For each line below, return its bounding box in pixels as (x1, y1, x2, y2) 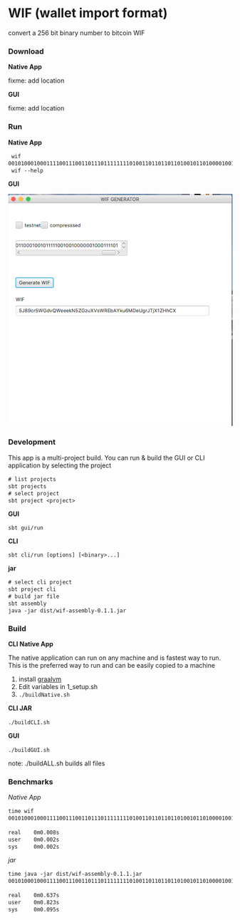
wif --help (11, 167, 43, 174)
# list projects (8, 475, 56, 482)
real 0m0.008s (8, 829, 60, 837)
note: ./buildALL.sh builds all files (8, 759, 105, 767)
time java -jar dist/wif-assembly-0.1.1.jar (8, 871, 142, 878)
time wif (8, 807, 34, 815)
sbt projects (8, 482, 47, 490)
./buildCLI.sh (8, 718, 51, 726)
